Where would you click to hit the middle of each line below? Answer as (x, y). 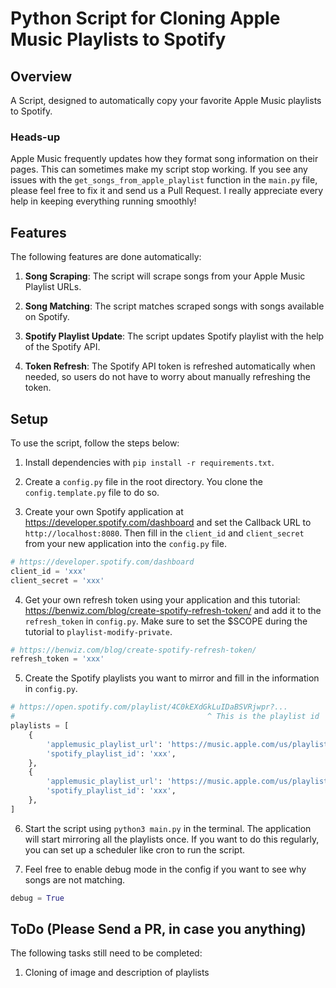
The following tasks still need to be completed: (106, 953)
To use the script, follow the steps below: (95, 443)
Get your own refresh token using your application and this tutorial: (162, 599)
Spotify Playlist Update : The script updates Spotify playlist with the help (174, 336)
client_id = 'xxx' (48, 571)
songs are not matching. (75, 879)
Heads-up (35, 137)
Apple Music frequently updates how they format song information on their (164, 159)
